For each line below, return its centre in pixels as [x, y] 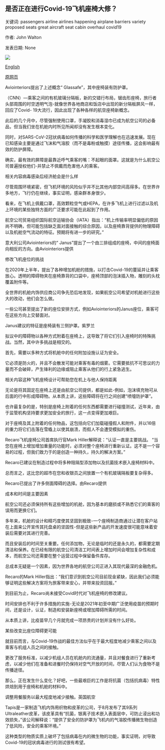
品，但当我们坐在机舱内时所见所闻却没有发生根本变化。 [61, 126]
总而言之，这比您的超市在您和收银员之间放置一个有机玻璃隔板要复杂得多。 [80, 472]
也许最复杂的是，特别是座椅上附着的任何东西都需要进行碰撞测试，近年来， [80, 406]
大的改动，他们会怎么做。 [31, 298]
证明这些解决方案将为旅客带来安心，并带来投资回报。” [63, 583]
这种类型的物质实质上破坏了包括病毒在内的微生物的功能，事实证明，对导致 [80, 736]
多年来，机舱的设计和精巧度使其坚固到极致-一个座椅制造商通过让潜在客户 [79, 521]
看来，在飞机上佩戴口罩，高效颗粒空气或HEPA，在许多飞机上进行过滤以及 [80, 203]
